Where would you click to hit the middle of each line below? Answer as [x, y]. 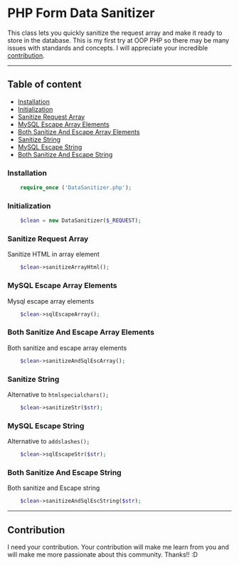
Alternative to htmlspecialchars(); [58, 394]
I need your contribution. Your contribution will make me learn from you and [118, 547]
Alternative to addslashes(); [49, 442]
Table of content [44, 84]
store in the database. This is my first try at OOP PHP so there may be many [118, 40]
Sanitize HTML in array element [53, 255]
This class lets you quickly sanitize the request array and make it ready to [115, 33]
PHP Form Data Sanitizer [81, 13]
